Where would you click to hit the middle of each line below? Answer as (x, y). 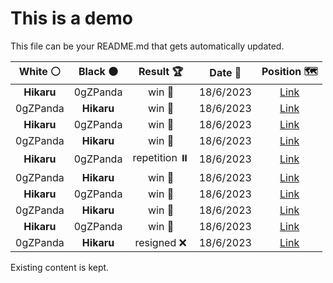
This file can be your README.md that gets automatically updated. (147, 46)
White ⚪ (40, 71)
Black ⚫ (98, 71)
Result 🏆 (161, 71)
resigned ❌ (160, 242)
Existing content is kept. (60, 267)
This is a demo (71, 18)
